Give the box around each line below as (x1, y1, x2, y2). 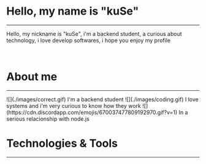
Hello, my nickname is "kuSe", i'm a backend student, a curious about (6, 30, 182, 37)
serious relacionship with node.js (6, 115, 90, 123)
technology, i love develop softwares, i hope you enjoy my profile (6, 37, 170, 44)
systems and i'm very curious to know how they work (6, 102, 141, 109)
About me (6, 70, 58, 84)
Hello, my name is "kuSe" (6, 4, 139, 18)
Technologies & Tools (6, 137, 118, 151)
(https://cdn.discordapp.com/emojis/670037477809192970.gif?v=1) (6, 109, 178, 116)
